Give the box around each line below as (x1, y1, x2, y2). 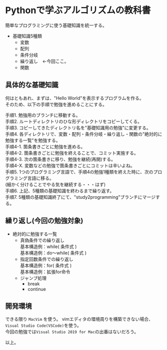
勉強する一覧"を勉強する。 (5, 137, 61, 143)
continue (27, 286, 46, 292)
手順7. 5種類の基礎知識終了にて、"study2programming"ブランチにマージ (5, 194, 156, 200)
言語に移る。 (27, 175, 54, 181)
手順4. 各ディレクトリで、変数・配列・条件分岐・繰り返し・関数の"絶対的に (5, 131, 162, 137)
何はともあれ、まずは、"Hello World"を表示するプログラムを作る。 (5, 95, 144, 101)
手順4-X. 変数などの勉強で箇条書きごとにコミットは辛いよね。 (5, 162, 135, 168)
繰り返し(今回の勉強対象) (5, 216, 83, 225)
